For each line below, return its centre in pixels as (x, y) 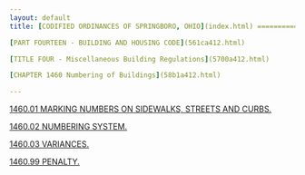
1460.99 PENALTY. (44, 162)
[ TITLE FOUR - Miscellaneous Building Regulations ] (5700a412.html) (140, 59)
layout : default (40, 18)
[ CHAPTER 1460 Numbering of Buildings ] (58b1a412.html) (115, 75)
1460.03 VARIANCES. (49, 144)
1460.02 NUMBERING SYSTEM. (69, 127)
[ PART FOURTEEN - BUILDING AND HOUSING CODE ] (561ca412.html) (128, 43)
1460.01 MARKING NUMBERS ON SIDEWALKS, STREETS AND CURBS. (141, 109)
